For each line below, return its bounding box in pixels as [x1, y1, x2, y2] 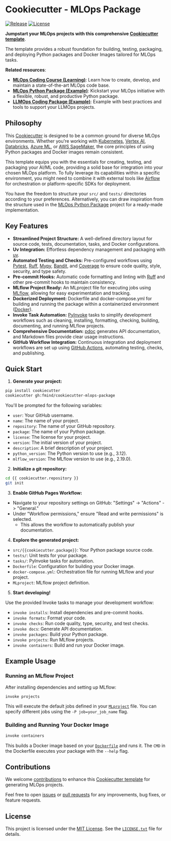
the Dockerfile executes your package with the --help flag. [5, 748, 129, 754]
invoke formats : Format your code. [12, 615, 86, 621]
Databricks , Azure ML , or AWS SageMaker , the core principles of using [5, 143, 154, 149]
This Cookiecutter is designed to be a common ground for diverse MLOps [5, 132, 160, 139]
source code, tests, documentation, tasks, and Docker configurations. [12, 241, 160, 247]
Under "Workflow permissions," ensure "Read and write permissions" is [12, 511, 164, 517]
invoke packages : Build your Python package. [12, 631, 108, 637]
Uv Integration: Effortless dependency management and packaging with [12, 246, 166, 252]
